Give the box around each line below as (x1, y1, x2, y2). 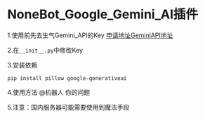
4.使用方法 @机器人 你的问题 (7, 88, 91, 96)
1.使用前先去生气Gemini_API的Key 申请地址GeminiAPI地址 (7, 31, 173, 39)
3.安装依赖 (7, 60, 38, 69)
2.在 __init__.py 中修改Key (7, 46, 83, 54)
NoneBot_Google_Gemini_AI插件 (7, 6, 199, 22)
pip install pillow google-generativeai (7, 74, 128, 81)
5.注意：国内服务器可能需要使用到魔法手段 (7, 103, 130, 111)
